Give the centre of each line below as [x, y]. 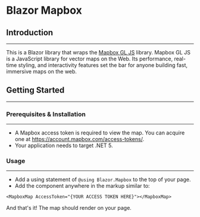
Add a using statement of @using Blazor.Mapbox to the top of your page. [103, 179]
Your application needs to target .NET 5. [64, 146]
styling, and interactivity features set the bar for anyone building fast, [103, 65]
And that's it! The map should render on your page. [69, 208]
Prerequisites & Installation [46, 114]
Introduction [30, 33]
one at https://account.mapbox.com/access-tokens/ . [79, 139]
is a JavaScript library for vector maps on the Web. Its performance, [90, 59]
